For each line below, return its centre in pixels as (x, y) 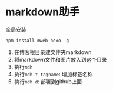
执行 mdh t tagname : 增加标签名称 (53, 74)
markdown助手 (43, 12)
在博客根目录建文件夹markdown (53, 52)
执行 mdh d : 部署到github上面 (48, 81)
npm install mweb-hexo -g (37, 41)
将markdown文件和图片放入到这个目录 (60, 59)
